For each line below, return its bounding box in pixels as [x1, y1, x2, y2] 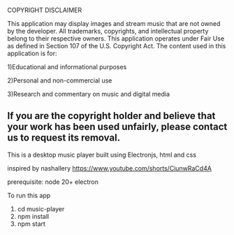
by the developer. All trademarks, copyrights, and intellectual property [7, 27, 209, 35]
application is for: [7, 49, 57, 57]
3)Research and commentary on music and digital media [7, 90, 170, 98]
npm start [17, 220, 45, 228]
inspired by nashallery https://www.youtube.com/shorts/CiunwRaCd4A [7, 164, 212, 172]
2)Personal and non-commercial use [7, 76, 112, 85]
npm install [17, 212, 50, 220]
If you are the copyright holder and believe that [7, 110, 216, 122]
